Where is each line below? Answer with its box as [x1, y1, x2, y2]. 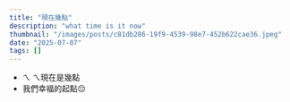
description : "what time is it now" [9, 21, 146, 30]
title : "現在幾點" [9, 13, 73, 22]
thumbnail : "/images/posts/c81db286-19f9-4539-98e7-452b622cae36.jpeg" [9, 30, 282, 38]
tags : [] [9, 47, 42, 55]
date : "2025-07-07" [9, 38, 82, 47]
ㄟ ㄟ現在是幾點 [21, 72, 81, 83]
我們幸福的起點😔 [21, 83, 87, 94]
